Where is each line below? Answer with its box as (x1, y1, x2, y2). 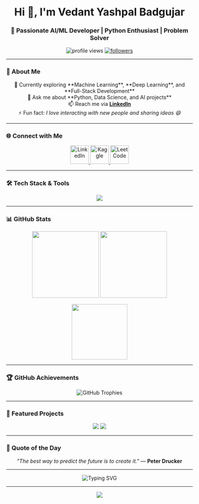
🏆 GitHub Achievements (6, 373, 79, 382)
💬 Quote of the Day (6, 444, 62, 452)
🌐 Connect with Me (6, 131, 63, 140)
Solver (89, 34, 110, 42)
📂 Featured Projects (6, 409, 64, 418)
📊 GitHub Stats (6, 215, 52, 224)
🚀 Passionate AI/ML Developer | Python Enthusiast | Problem (11, 27, 188, 35)
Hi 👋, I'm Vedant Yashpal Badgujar (14, 5, 185, 19)
